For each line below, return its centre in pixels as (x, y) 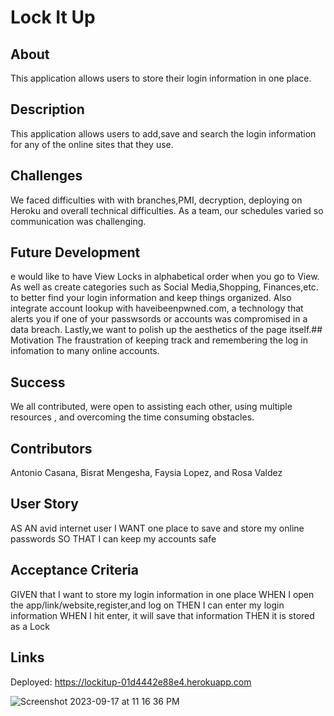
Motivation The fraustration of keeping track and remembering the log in (159, 340)
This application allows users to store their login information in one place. (161, 78)
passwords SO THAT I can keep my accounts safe (113, 538)
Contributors (51, 448)
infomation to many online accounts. (85, 351)
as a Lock (30, 626)
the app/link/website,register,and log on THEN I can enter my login (147, 605)
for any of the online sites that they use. (92, 144)
